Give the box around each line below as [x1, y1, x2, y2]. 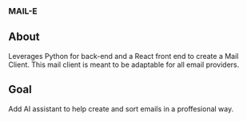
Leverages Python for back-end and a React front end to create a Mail [8, 51, 239, 60]
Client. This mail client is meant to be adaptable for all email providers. [8, 60, 240, 69]
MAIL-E [8, 6, 38, 17]
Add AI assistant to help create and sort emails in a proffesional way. [8, 103, 234, 113]
